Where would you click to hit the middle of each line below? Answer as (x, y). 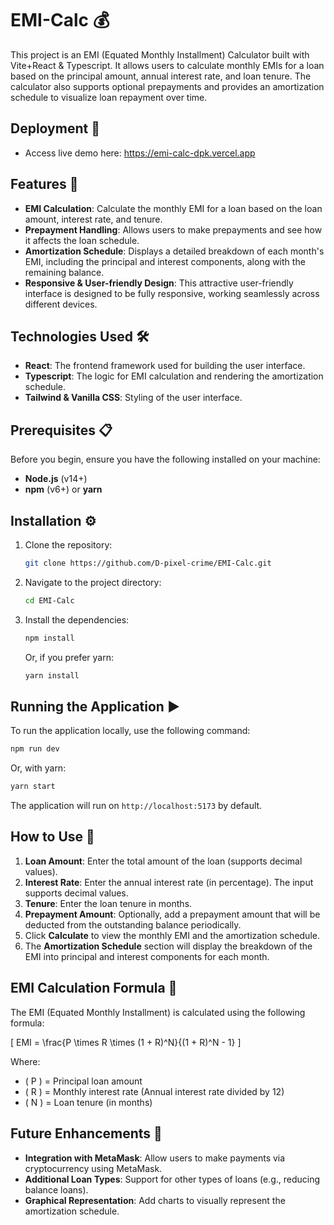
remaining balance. (64, 272)
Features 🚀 (44, 184)
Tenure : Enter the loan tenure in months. (108, 903)
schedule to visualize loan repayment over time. (109, 97)
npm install (49, 638)
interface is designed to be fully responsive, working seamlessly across (172, 293)
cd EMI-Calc (49, 600)
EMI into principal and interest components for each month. (147, 956)
